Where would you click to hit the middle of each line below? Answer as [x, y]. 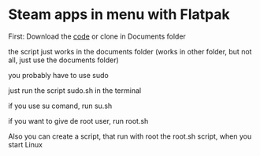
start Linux [26, 144]
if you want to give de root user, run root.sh [78, 121]
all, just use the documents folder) [64, 60]
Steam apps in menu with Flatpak [119, 15]
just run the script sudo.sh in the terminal [75, 90]
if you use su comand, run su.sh [60, 106]
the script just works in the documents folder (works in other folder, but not [130, 51]
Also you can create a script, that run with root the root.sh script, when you [130, 136]
